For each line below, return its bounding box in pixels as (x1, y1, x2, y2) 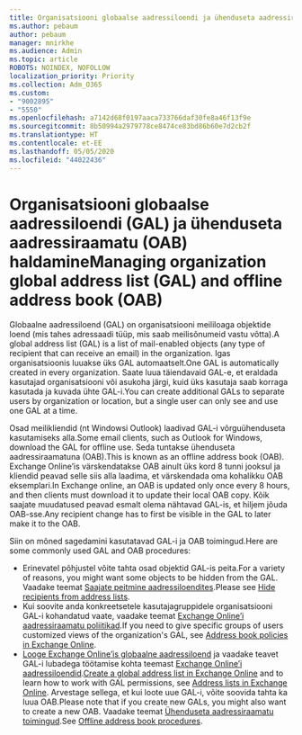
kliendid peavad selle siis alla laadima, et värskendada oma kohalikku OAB (9, 471, 283, 481)
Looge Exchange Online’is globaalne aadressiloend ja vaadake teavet (22, 649, 279, 659)
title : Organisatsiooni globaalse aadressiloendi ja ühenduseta (9, 13, 255, 22)
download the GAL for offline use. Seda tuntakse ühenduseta (9, 442, 235, 453)
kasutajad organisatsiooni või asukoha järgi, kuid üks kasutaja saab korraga (9, 377, 289, 388)
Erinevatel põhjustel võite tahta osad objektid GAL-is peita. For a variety (22, 563, 286, 574)
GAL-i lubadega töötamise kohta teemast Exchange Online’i (22, 659, 243, 669)
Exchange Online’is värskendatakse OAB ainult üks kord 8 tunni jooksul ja (9, 461, 281, 472)
